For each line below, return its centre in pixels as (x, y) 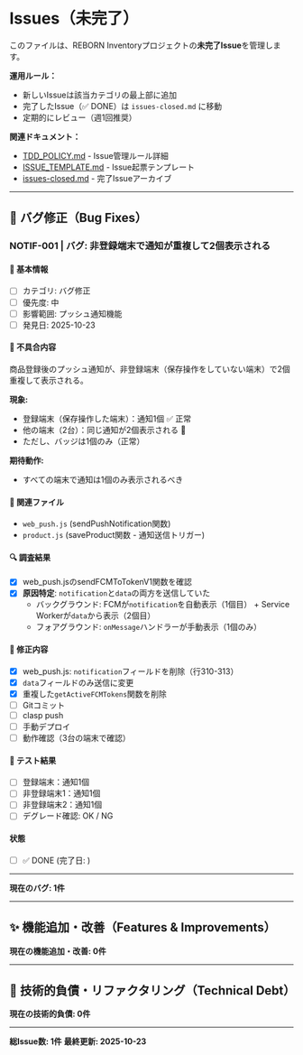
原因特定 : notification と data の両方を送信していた (116, 593)
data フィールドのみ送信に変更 (78, 682)
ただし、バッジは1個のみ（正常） (83, 441)
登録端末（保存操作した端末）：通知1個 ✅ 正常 (107, 418)
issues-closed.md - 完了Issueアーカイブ (97, 178)
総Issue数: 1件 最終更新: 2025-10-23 (78, 1041)
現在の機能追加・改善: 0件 (58, 951)
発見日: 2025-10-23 (59, 325)
